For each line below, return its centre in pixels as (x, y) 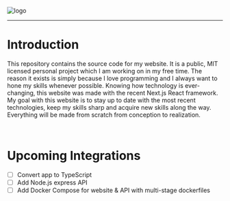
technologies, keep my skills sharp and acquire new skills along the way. (109, 107)
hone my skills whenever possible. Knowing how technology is (95, 85)
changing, (21, 93)
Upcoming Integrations (74, 156)
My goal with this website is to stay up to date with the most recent (102, 100)
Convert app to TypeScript (54, 174)
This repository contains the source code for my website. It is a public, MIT (113, 63)
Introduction (43, 45)
